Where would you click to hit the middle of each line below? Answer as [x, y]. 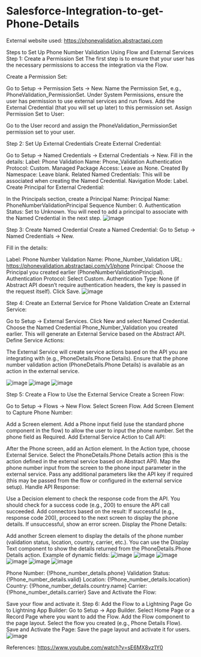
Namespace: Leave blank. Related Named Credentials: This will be [88, 174]
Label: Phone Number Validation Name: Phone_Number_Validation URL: [94, 259]
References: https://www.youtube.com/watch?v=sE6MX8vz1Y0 [85, 647]
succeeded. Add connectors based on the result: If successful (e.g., [90, 511]
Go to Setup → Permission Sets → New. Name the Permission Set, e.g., [94, 88]
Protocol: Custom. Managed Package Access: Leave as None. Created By [97, 168]
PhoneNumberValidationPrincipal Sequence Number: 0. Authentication [94, 205]
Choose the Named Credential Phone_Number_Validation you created [92, 327]
